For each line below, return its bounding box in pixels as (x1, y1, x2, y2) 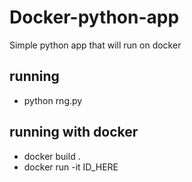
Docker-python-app (9, 6, 180, 29)
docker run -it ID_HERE (23, 161, 119, 173)
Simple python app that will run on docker (9, 39, 182, 51)
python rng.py (23, 94, 83, 106)
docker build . (23, 150, 81, 162)
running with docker (9, 124, 139, 141)
